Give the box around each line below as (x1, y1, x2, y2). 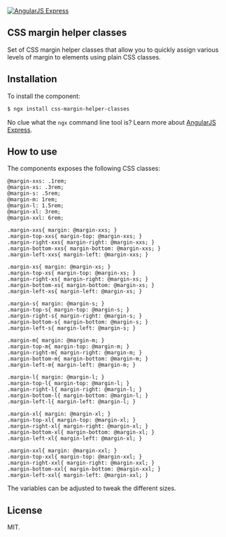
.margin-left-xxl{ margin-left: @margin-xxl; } (7, 472, 149, 479)
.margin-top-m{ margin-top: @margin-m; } (7, 343, 130, 350)
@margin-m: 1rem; (7, 196, 58, 203)
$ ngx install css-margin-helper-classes (7, 105, 130, 112)
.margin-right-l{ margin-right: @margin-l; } (7, 386, 142, 393)
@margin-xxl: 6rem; (7, 214, 64, 222)
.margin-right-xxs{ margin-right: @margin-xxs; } (7, 239, 155, 246)
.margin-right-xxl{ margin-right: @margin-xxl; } (7, 459, 155, 467)
